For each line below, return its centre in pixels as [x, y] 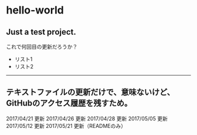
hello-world [35, 10]
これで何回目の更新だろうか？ [42, 47]
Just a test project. [41, 32]
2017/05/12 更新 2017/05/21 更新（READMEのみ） [66, 126]
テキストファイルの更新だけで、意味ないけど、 [90, 92]
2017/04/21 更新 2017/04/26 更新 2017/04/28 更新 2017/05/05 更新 [87, 119]
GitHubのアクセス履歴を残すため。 [69, 103]
